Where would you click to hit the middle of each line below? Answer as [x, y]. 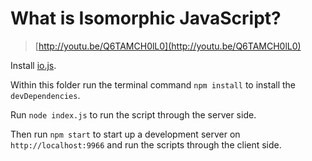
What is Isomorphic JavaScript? [146, 18]
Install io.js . [33, 65]
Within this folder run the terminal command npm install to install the [153, 84]
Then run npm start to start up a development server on [125, 134]
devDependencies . [45, 95]
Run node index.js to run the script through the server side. [133, 114]
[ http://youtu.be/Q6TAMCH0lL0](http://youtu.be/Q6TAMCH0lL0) [168, 46]
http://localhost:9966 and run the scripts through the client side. [146, 144]
